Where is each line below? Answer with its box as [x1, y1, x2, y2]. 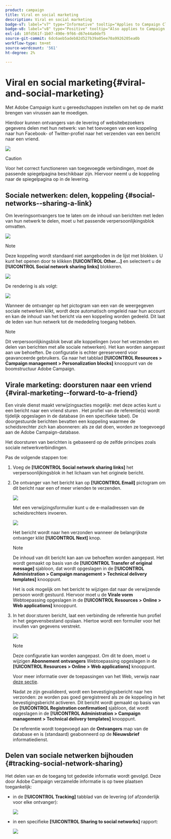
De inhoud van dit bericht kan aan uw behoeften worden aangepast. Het [12, 555, 164, 561]
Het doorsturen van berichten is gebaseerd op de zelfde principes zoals [5, 439, 156, 445]
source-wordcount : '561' [5, 45, 58, 51]
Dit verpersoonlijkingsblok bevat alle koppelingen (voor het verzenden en [5, 339, 159, 345]
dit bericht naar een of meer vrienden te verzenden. [12, 485, 122, 491]
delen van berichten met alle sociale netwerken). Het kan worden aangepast [5, 344, 165, 350]
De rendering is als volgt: [5, 283, 58, 289]
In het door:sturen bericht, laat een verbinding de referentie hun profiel [12, 612, 161, 618]
